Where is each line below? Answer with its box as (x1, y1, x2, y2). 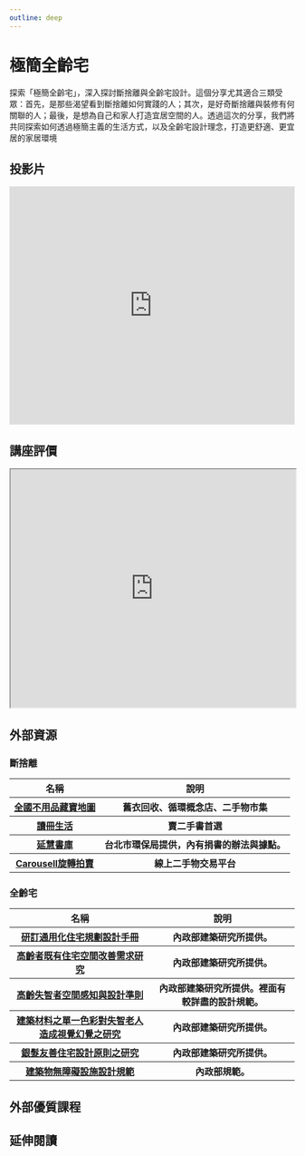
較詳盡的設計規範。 (181, 995, 264, 1008)
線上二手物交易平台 (154, 857, 237, 869)
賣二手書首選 (167, 819, 224, 832)
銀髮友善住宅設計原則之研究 (21, 1047, 139, 1060)
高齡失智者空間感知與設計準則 (16, 989, 144, 1002)
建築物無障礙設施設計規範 (25, 1065, 135, 1078)
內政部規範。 (195, 1065, 251, 1078)
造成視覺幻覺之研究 (39, 1028, 121, 1041)
